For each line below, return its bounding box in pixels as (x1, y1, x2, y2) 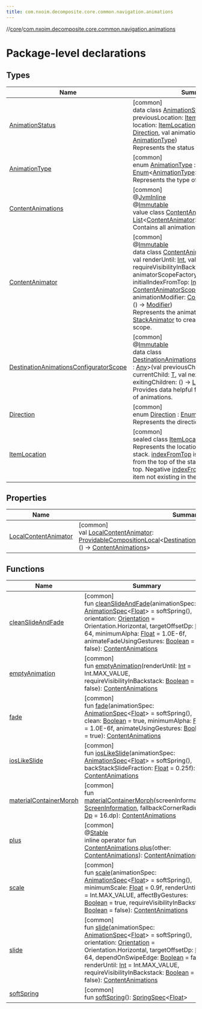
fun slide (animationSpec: (84, 924, 155, 932)
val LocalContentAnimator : (78, 529, 154, 537)
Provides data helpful (132, 385, 193, 394)
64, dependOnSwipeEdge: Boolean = (84, 954, 189, 962)
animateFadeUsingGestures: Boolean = (84, 637, 195, 645)
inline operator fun (84, 836, 136, 845)
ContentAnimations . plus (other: (84, 844, 171, 852)
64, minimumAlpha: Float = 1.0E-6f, (84, 630, 187, 638)
